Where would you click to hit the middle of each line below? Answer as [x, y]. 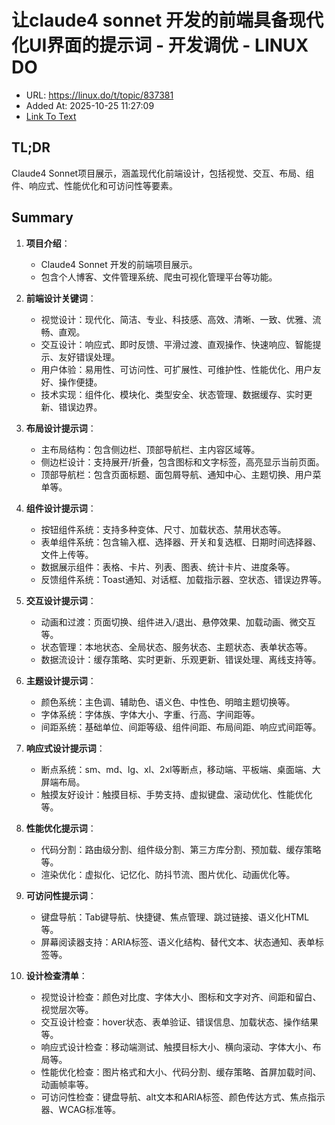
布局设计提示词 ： [61, 428]
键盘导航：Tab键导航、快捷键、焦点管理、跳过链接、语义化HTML [175, 917]
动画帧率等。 [67, 1084]
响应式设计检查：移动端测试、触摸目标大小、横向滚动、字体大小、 [176, 1047]
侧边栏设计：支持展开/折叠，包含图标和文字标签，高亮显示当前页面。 [182, 462]
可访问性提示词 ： [61, 895]
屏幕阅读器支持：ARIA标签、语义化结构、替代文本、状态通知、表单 [178, 942]
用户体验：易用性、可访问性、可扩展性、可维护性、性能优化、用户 [176, 369]
